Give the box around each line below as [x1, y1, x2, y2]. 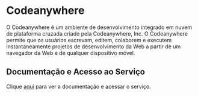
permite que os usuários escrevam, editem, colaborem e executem [6, 36, 172, 43]
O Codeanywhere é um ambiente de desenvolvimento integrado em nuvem [6, 24, 193, 31]
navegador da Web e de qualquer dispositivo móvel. [6, 49, 135, 56]
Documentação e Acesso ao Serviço [6, 67, 146, 77]
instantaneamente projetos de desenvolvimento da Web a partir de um [6, 43, 181, 50]
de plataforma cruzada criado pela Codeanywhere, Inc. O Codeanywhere [6, 30, 188, 37]
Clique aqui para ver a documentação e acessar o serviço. [6, 83, 152, 90]
